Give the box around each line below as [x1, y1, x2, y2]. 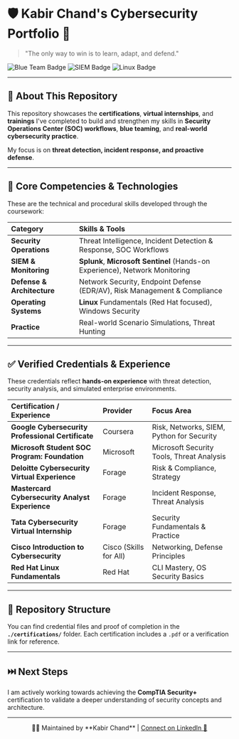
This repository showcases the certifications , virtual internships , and [7, 109, 213, 117]
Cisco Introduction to [11, 542, 85, 552]
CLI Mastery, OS [152, 563, 207, 573]
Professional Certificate [11, 431, 94, 441]
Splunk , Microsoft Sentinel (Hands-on [78, 256, 211, 266]
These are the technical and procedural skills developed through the [7, 199, 208, 208]
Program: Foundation [11, 452, 84, 462]
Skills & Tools [78, 223, 126, 233]
